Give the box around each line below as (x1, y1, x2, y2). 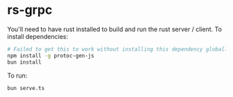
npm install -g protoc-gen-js (7, 52, 95, 59)
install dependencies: (7, 32, 68, 40)
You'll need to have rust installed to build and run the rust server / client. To (7, 25, 222, 33)
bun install (7, 58, 42, 66)
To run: (7, 71, 28, 80)
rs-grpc (7, 2, 53, 18)
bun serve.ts (7, 85, 45, 91)
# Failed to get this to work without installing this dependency (7, 46, 203, 53)
